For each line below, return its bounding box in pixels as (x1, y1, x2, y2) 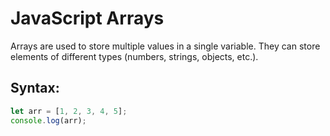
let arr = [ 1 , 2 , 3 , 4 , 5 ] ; (10, 106, 128, 116)
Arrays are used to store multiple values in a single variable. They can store (10, 40, 321, 52)
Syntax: (10, 80, 60, 97)
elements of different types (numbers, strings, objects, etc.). (10, 50, 259, 62)
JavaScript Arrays (10, 7, 165, 30)
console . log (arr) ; (10, 115, 87, 126)
